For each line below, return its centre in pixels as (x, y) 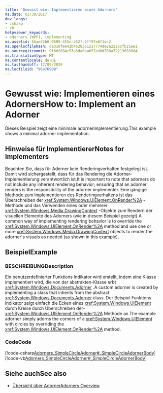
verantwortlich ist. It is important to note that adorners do (98, 179)
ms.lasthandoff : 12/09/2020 (34, 65)
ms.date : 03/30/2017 (26, 14)
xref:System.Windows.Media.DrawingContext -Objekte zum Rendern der (79, 211)
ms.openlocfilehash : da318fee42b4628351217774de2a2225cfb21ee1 (71, 46)
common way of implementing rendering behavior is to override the (73, 221)
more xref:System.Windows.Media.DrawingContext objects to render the (79, 231)
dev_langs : (16, 19)
